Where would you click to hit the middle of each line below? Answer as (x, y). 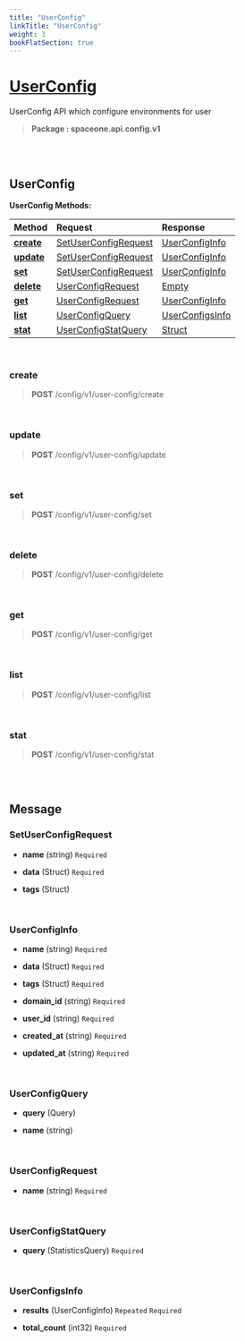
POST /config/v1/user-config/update (99, 454)
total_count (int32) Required (74, 1328)
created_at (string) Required (74, 1036)
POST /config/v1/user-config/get (92, 634)
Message (36, 809)
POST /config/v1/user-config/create (97, 395)
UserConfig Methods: (51, 205)
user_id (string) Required (68, 1019)
